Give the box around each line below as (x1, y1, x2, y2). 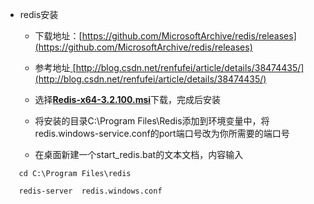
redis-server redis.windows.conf (18, 186, 163, 196)
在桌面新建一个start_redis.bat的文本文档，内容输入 (34, 149, 244, 160)
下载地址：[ (34, 30, 83, 42)
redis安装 (19, 9, 59, 20)
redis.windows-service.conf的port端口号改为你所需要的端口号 (34, 128, 290, 139)
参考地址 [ (34, 62, 77, 73)
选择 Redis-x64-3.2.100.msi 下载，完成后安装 (34, 94, 222, 105)
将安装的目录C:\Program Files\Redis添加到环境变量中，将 (34, 115, 270, 127)
